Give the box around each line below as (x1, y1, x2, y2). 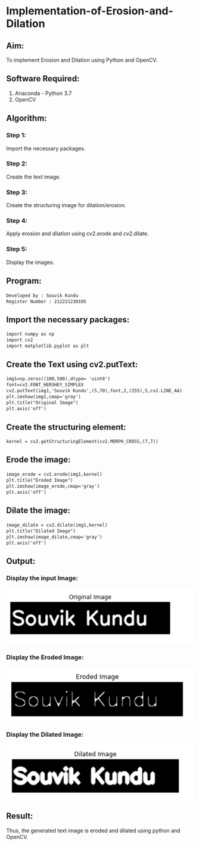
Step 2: (6, 159, 28, 168)
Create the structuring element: (6, 422, 126, 432)
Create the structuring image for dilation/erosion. (6, 202, 126, 209)
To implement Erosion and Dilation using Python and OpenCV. (6, 57, 158, 63)
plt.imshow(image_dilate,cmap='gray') (6, 534, 102, 540)
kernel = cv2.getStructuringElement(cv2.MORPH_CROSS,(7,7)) (6, 438, 159, 444)
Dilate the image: (6, 506, 70, 516)
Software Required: (6, 73, 80, 84)
